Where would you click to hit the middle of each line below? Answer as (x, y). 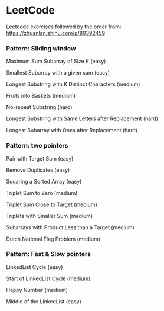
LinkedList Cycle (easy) (35, 267)
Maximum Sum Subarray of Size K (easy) (56, 61)
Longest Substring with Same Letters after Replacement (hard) (82, 118)
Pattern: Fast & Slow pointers (49, 254)
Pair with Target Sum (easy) (40, 158)
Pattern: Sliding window (41, 48)
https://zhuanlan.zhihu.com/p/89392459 (55, 33)
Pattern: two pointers (37, 146)
